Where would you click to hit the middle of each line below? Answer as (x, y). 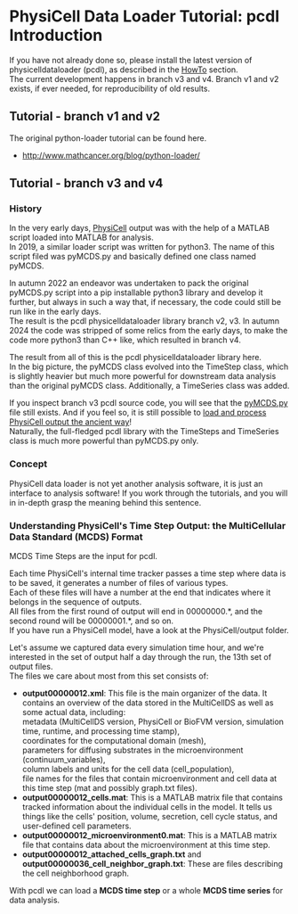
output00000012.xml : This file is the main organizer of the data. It (145, 694)
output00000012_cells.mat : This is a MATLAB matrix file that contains (152, 798)
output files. (31, 667)
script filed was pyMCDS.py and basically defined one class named (133, 257)
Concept (28, 464)
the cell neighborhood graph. (75, 873)
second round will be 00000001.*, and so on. (92, 621)
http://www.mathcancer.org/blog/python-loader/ (111, 155)
